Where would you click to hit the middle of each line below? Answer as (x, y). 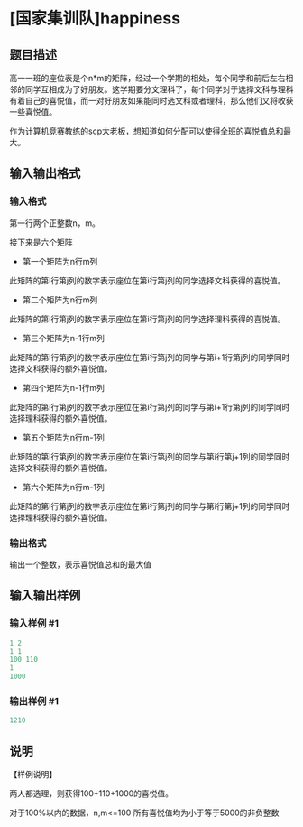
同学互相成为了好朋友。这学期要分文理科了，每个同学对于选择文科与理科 (159, 89)
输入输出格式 (45, 174)
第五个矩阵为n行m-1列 (64, 437)
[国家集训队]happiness (95, 19)
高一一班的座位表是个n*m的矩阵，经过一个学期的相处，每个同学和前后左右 (147, 78)
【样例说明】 (33, 775)
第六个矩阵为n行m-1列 (64, 487)
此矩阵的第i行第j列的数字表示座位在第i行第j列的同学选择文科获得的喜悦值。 (147, 280)
